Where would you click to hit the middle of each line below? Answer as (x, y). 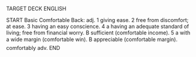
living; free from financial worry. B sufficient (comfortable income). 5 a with (98, 33)
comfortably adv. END (33, 48)
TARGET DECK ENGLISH (36, 9)
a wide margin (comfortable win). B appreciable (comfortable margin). (92, 39)
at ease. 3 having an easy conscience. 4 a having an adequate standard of (98, 26)
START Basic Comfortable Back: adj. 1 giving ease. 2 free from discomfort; (97, 20)
